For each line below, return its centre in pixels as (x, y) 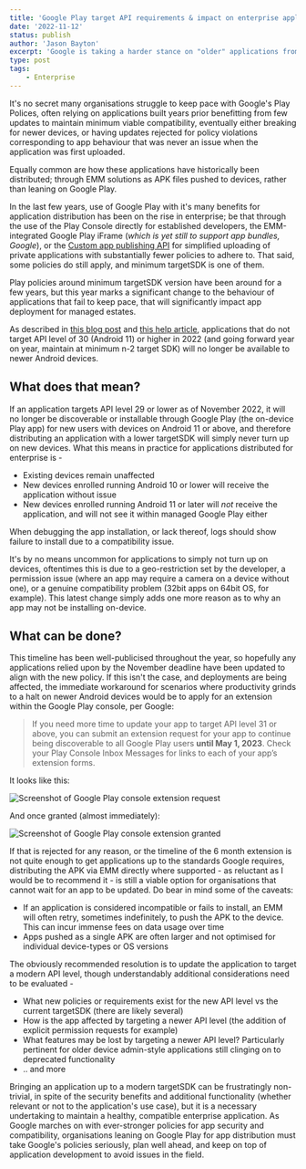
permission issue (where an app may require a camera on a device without (149, 578)
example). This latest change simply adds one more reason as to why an (145, 598)
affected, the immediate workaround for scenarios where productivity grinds (153, 687)
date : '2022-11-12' (46, 26)
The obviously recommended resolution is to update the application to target (153, 965)
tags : (20, 69)
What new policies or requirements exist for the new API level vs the (150, 1001)
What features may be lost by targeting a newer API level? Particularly (153, 1040)
